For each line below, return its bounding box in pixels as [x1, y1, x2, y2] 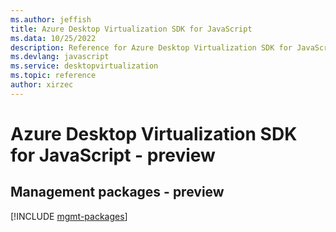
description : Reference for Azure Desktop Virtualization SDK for [10, 42, 293, 53]
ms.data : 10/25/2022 [10, 33, 97, 43]
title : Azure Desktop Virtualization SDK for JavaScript [10, 24, 253, 34]
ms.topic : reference [10, 71, 97, 81]
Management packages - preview [10, 184, 225, 201]
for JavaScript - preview [10, 144, 216, 166]
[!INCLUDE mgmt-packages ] [10, 210, 128, 222]
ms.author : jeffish [10, 14, 92, 25]
